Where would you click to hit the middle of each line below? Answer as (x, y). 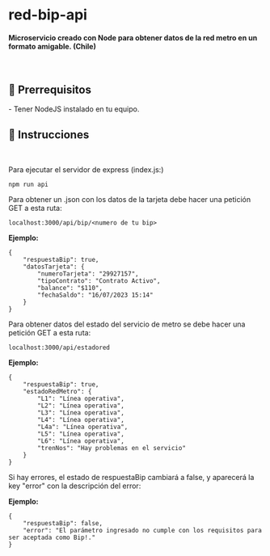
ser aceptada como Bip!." (52, 538)
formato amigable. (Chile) (53, 46)
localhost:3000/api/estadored (59, 348)
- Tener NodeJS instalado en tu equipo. (74, 109)
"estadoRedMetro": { (57, 392)
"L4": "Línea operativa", (81, 420)
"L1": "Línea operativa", (81, 399)
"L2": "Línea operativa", (81, 406)
